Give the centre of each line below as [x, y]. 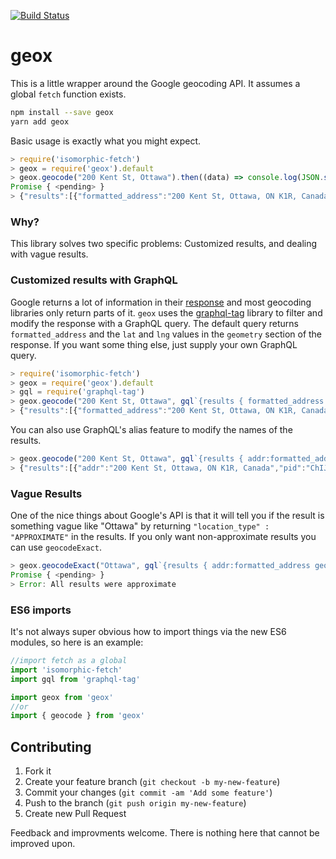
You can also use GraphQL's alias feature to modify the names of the [151, 430]
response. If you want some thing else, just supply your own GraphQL [154, 344]
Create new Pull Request [75, 814]
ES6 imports [41, 610]
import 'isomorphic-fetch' [66, 670]
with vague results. [49, 254]
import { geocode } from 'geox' [77, 716]
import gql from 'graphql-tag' [75, 679]
